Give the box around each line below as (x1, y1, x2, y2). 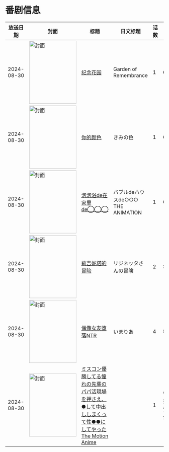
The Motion (81, 432, 109, 439)
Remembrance (113, 71, 148, 79)
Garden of (113, 65, 137, 72)
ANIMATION (113, 209, 142, 216)
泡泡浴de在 (81, 192, 108, 199)
